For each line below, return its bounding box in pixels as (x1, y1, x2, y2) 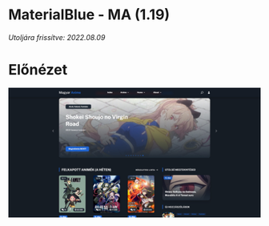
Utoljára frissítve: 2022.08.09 (8, 32, 106, 42)
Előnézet (8, 60, 68, 79)
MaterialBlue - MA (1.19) (8, 6, 171, 24)
